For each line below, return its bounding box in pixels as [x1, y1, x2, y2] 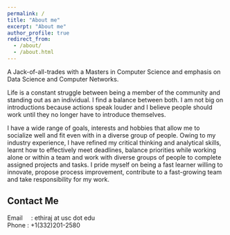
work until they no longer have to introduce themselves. [7, 110, 166, 118]
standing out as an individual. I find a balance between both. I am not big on [7, 95, 224, 104]
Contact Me [7, 195, 59, 207]
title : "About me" [7, 17, 60, 23]
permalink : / [7, 10, 45, 17]
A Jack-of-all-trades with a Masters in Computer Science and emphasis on [7, 67, 221, 76]
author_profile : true [7, 29, 70, 37]
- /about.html [13, 49, 54, 56]
